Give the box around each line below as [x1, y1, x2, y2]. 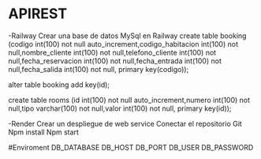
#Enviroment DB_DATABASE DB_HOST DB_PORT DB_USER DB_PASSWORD [8, 142, 254, 152]
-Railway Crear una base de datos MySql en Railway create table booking [8, 31, 247, 40]
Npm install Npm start [8, 127, 79, 137]
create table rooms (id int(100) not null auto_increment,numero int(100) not [8, 95, 251, 104]
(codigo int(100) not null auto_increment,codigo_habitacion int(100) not [8, 39, 239, 48]
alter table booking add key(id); [8, 80, 110, 89]
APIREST [8, 5, 68, 23]
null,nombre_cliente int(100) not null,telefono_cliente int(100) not [8, 47, 217, 57]
